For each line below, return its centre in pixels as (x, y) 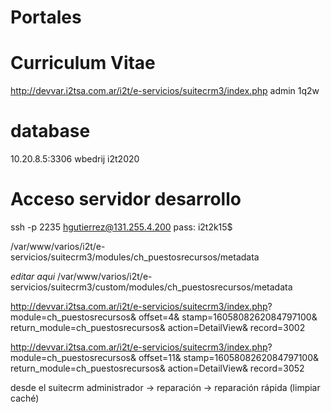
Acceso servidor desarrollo (126, 199)
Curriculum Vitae (83, 63)
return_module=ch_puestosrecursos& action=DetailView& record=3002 (158, 327)
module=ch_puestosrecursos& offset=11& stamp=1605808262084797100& (165, 357)
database (50, 131)
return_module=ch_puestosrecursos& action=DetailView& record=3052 (157, 368)
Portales (46, 17)
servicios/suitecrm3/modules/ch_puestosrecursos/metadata (135, 257)
